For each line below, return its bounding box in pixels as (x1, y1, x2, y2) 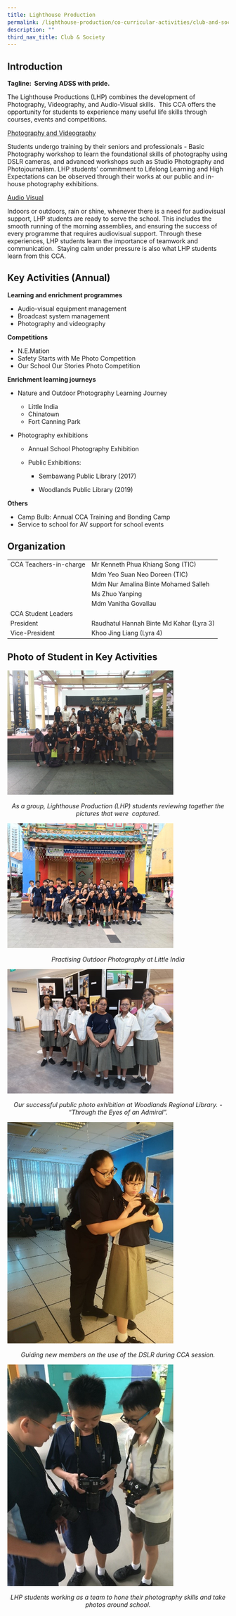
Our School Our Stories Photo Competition (17, 361, 140, 370)
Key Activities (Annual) (7, 272, 111, 284)
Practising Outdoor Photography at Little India (51, 955, 185, 963)
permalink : (7, 18, 39, 26)
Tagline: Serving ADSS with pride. (7, 79, 110, 88)
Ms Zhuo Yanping (91, 590, 143, 598)
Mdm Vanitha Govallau (91, 600, 157, 608)
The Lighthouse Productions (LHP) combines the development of (7, 93, 195, 101)
